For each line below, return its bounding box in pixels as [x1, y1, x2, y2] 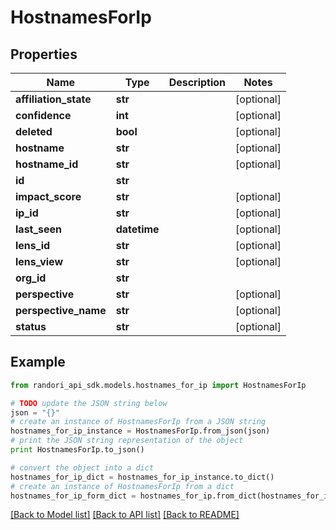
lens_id [15, 239, 51, 252]
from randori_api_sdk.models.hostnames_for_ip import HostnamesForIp [10, 380, 307, 390]
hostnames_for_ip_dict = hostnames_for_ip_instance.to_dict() [10, 472, 275, 482]
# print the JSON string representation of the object [10, 436, 244, 446]
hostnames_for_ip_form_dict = [10, 491, 137, 501]
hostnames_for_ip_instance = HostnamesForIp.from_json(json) [10, 426, 271, 436]
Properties [10, 46, 78, 63]
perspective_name [15, 304, 107, 317]
